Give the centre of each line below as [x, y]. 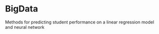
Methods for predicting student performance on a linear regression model [80, 22]
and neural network [25, 27]
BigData [22, 9]
